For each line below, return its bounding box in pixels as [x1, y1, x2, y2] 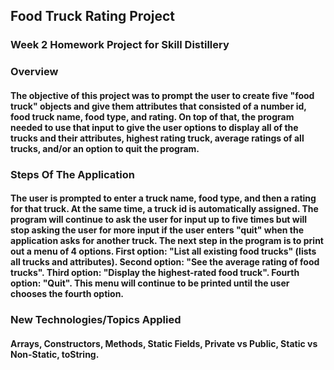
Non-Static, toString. [10, 348, 100, 360]
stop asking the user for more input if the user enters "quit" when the [10, 224, 305, 236]
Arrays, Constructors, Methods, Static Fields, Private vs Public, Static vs [10, 337, 318, 349]
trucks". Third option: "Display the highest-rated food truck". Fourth [10, 267, 300, 279]
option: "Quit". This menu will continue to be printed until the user [10, 277, 290, 289]
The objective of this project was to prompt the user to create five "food [10, 89, 315, 101]
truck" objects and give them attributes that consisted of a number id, [10, 100, 307, 112]
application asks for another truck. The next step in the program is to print [10, 235, 324, 247]
